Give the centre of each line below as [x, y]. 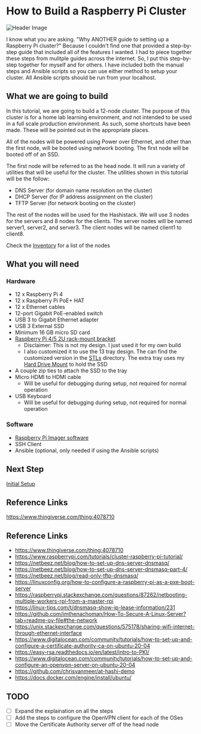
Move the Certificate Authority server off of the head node [87, 724]
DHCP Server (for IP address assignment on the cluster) [84, 197]
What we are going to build [57, 96]
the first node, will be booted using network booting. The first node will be [98, 148]
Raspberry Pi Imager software [51, 437]
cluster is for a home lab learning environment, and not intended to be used [99, 117]
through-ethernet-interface [48, 633]
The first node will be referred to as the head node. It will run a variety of [96, 166]
